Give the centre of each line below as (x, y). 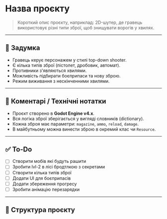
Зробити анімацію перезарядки (46, 189)
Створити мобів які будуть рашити (49, 161)
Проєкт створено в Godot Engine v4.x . (53, 113)
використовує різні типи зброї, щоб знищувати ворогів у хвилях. (86, 27)
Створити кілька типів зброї (42, 172)
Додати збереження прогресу (44, 184)
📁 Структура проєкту (40, 210)
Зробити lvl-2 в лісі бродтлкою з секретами (59, 167)
